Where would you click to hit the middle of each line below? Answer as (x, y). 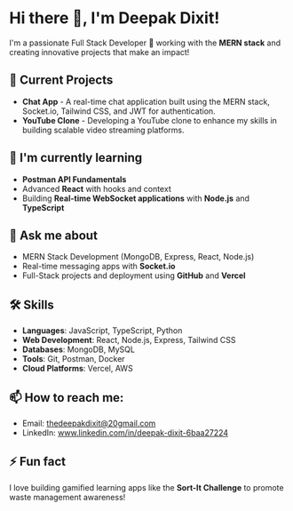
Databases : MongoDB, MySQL (79, 349)
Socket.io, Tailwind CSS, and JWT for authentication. (119, 111)
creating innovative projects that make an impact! (99, 52)
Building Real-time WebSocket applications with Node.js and (136, 198)
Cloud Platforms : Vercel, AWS (77, 369)
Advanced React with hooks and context (96, 188)
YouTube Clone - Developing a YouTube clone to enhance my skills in (150, 120)
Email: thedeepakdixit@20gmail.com (89, 423)
